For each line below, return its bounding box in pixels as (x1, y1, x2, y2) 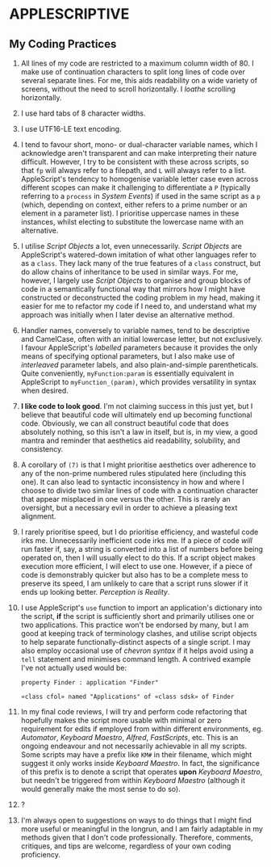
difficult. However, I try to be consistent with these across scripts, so (20, 157, 249, 166)
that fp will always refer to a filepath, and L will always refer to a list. (20, 166, 247, 175)
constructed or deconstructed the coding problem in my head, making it (20, 293, 261, 302)
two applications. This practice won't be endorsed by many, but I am (20, 620, 249, 629)
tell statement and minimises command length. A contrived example (20, 654, 252, 663)
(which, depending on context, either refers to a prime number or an (20, 200, 248, 209)
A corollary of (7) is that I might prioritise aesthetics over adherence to (20, 460, 256, 469)
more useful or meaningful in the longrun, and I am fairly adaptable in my (20, 824, 263, 833)
